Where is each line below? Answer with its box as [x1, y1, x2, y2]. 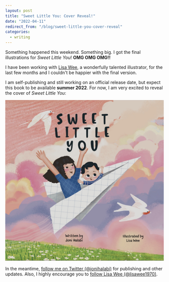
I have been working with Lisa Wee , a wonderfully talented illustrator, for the [5, 64, 163, 70]
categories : [5, 29, 30, 35]
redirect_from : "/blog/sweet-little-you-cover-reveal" [5, 24, 123, 29]
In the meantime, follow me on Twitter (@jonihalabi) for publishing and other [5, 265, 163, 271]
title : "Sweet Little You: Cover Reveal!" [5, 13, 96, 19]
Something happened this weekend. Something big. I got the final [5, 49, 141, 55]
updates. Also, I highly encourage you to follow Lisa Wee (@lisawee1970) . [5, 271, 158, 277]
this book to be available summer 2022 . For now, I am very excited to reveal [5, 85, 163, 91]
